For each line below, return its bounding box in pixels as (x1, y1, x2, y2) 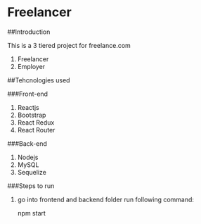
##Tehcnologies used (7, 75, 70, 85)
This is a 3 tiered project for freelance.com (7, 41, 131, 49)
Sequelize (17, 168, 47, 176)
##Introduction (7, 27, 51, 36)
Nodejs (17, 153, 39, 161)
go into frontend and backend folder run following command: (17, 195, 195, 204)
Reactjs (17, 103, 40, 111)
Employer (17, 62, 46, 70)
